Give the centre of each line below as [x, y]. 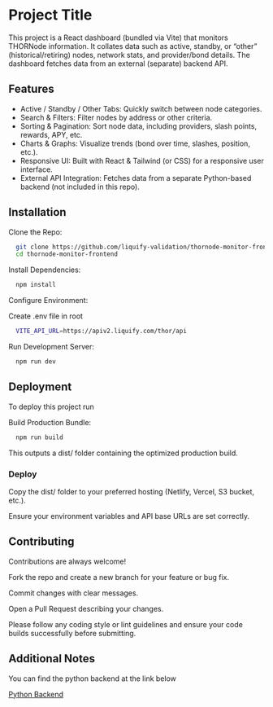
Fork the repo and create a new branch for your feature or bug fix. [119, 577]
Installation [37, 212]
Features [31, 89]
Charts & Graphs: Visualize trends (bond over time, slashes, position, [135, 143]
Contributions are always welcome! [67, 561]
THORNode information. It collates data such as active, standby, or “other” [133, 46]
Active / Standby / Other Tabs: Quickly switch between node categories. [141, 108]
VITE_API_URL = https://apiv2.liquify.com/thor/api [101, 332]
